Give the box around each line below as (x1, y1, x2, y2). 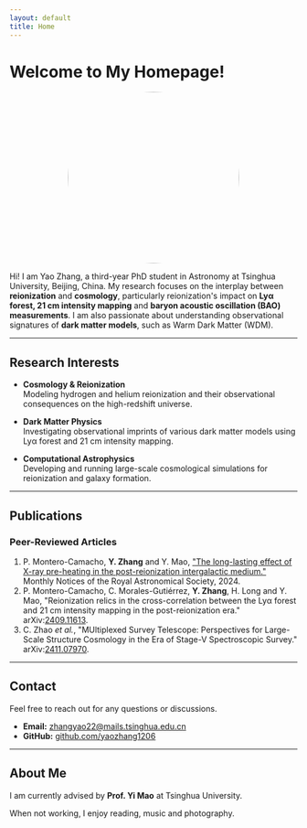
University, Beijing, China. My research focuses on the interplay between (9, 281, 284, 292)
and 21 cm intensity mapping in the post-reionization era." (22, 605, 240, 616)
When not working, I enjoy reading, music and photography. (9, 807, 235, 819)
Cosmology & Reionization (22, 379, 126, 390)
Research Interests (9, 354, 120, 371)
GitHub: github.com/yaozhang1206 (22, 730, 156, 741)
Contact (9, 679, 57, 694)
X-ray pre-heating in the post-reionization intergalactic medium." (22, 565, 267, 576)
